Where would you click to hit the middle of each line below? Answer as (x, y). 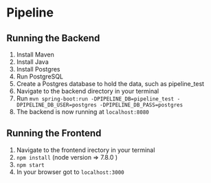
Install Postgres (38, 69)
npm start (31, 165)
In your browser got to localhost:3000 (70, 172)
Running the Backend (53, 38)
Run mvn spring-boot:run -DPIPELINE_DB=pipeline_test (95, 98)
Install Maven (35, 54)
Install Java (32, 62)
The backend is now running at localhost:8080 (82, 112)
